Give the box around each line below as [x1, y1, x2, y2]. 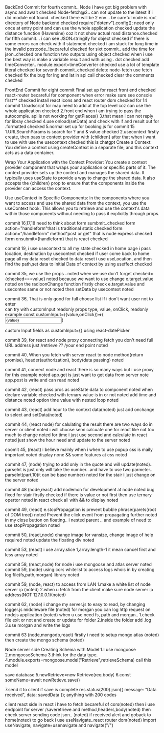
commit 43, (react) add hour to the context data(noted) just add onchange [5, 407, 155, 413]
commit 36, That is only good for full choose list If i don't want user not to [5, 296, 153, 302]
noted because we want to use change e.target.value [46, 276, 154, 282]
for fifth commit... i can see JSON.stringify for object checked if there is [5, 35, 149, 41]
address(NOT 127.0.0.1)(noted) [5, 592, 66, 598]
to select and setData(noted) [5, 412, 63, 417]
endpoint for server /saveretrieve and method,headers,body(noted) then [5, 706, 151, 712]
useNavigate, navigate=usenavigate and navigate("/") [5, 722, 114, 728]
